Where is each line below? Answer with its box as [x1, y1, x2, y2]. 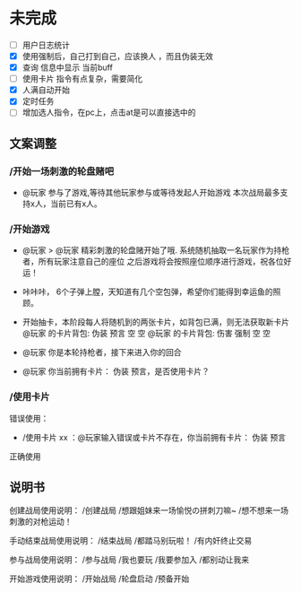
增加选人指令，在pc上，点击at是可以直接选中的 [21, 107, 196, 118]
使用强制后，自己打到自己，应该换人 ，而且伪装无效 [21, 51, 213, 61]
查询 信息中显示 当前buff [21, 62, 114, 73]
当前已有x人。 [50, 198, 103, 209]
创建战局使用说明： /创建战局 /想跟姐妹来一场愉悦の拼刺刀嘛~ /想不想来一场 [9, 505, 289, 516]
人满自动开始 [21, 84, 70, 95]
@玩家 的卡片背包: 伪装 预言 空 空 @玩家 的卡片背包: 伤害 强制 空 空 [21, 328, 271, 339]
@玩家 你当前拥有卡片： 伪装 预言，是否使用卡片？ [21, 366, 211, 377]
